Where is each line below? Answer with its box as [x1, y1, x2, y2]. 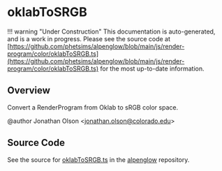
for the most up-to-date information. [100, 64, 205, 73]
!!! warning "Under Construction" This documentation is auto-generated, [7, 27, 216, 36]
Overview [7, 84, 51, 96]
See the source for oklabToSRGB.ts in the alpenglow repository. [7, 155, 190, 164]
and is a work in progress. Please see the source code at [7, 34, 171, 43]
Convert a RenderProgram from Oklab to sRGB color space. [7, 103, 179, 112]
